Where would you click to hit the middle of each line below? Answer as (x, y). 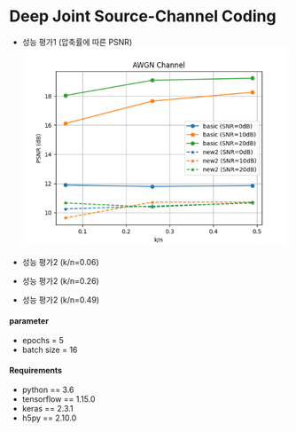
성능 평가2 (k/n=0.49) (61, 300)
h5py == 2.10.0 (49, 418)
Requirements (36, 370)
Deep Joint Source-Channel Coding (143, 16)
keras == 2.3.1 (47, 409)
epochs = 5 (43, 341)
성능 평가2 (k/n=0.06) (60, 263)
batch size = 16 (50, 350)
